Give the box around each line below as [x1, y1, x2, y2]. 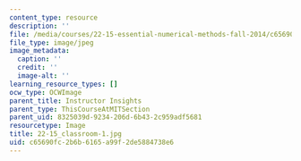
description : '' [9, 21, 70, 30]
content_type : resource [9, 13, 99, 22]
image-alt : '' [17, 72, 70, 80]
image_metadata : [9, 47, 70, 55]
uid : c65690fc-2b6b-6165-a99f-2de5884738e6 [9, 138, 175, 147]
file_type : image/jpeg [9, 38, 94, 47]
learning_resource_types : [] [9, 80, 118, 89]
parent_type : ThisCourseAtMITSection [9, 105, 150, 114]
